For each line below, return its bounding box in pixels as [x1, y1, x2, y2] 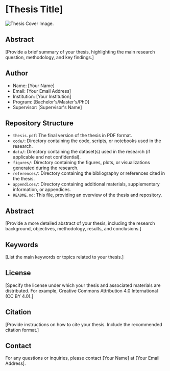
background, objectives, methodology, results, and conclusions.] [5, 226, 142, 232]
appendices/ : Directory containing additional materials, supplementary [12, 181, 160, 187]
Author [5, 69, 28, 77]
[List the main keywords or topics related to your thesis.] [5, 254, 124, 260]
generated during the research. [12, 165, 79, 171]
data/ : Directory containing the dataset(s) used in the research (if [12, 149, 151, 155]
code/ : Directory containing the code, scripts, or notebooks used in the [12, 138, 162, 144]
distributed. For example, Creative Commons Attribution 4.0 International [5, 287, 158, 294]
